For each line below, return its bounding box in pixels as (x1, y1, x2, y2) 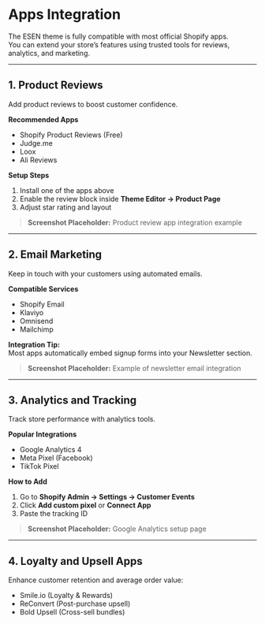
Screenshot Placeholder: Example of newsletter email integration (27, 363, 242, 373)
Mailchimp (19, 325, 54, 334)
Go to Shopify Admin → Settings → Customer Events (19, 492, 195, 502)
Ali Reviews (19, 155, 58, 165)
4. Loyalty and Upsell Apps (8, 554, 144, 568)
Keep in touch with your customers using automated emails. (8, 269, 203, 278)
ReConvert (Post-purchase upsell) (19, 599, 131, 608)
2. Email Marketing (8, 248, 103, 262)
